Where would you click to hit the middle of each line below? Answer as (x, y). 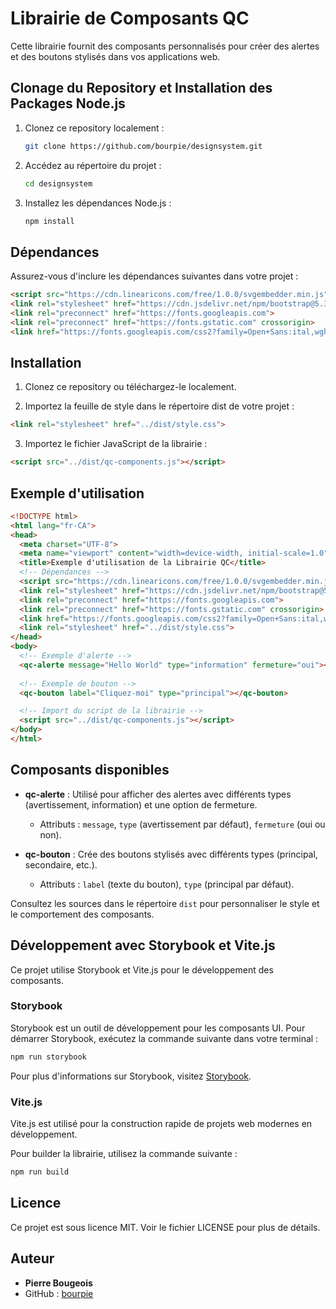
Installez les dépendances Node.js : (98, 203)
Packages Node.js (68, 103)
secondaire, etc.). (61, 864)
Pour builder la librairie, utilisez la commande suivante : (124, 1154)
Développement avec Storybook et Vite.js (143, 945)
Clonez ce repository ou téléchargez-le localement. (130, 387)
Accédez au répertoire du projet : (93, 165)
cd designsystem (58, 183)
